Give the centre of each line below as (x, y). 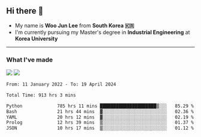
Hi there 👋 (25, 11)
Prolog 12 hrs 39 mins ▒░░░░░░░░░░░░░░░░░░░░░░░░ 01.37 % (100, 123)
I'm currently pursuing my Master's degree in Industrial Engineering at (102, 32)
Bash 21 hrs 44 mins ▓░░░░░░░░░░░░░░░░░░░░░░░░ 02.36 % (100, 111)
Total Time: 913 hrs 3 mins (41, 95)
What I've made (30, 59)
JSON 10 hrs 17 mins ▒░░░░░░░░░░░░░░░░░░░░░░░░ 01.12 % (100, 128)
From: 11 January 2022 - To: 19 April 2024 (61, 84)
